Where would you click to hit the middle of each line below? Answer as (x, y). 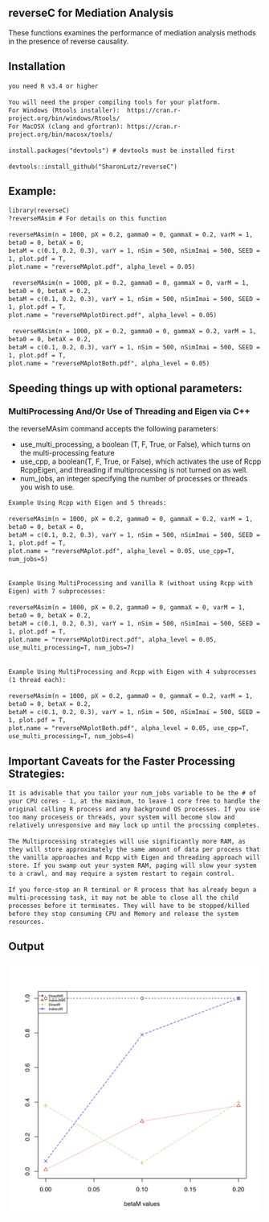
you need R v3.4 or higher (53, 86)
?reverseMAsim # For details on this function (88, 219)
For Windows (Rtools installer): (64, 110)
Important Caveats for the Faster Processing (122, 761)
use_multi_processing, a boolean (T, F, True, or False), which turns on (135, 444)
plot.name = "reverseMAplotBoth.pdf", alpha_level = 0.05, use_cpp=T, (129, 729)
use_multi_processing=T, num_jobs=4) (71, 737)
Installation (37, 66)
